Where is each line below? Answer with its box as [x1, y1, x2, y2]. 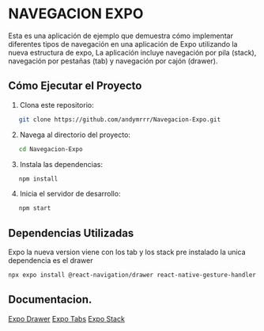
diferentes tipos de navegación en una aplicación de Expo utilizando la [8, 39, 238, 48]
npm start [18, 204, 51, 212]
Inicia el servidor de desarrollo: [19, 189, 121, 199]
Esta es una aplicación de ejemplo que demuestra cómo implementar [8, 31, 233, 40]
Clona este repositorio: [19, 100, 94, 109]
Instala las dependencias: [19, 159, 103, 169]
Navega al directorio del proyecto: [19, 130, 130, 139]
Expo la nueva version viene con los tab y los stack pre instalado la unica [8, 247, 247, 257]
